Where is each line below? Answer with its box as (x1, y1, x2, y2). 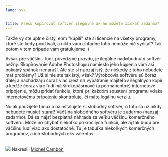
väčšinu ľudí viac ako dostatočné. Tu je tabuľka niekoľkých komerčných (5, 125, 154, 131)
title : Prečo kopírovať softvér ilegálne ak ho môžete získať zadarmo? (5, 21, 159, 26)
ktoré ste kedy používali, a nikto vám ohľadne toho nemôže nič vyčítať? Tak (5, 40, 162, 46)
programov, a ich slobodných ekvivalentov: (5, 130, 95, 136)
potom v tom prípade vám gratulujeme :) (5, 46, 90, 52)
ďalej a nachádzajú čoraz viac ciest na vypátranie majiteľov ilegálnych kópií (5, 77, 163, 83)
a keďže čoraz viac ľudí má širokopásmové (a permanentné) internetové (5, 82, 156, 89)
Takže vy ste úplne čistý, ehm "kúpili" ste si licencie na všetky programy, (5, 35, 157, 41)
